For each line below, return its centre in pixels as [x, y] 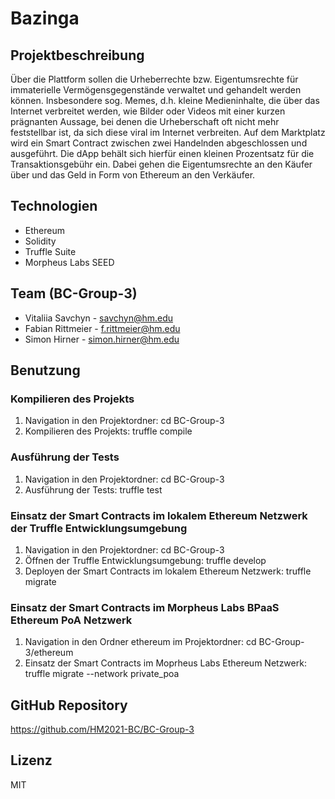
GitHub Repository [69, 705]
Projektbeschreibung [77, 55]
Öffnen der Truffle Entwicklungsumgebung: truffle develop [145, 560]
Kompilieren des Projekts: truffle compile [108, 431]
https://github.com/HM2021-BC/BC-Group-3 [102, 729]
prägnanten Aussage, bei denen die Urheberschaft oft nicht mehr [145, 121]
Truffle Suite [50, 251]
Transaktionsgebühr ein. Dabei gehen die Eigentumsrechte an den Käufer [161, 164]
